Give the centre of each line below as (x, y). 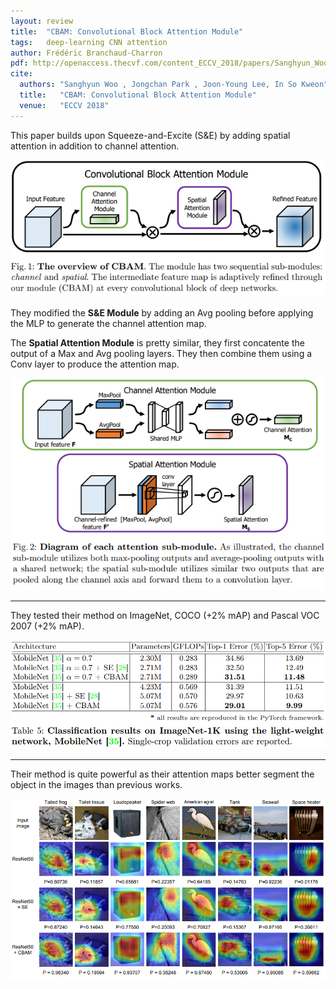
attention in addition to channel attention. (95, 146)
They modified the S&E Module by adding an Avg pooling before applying (162, 313)
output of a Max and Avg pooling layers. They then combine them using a (161, 354)
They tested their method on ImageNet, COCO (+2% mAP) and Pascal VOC (165, 615)
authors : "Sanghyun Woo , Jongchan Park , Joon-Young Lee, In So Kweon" (174, 85)
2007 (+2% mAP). (47, 626)
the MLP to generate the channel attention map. (108, 324)
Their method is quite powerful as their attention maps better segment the (162, 774)
